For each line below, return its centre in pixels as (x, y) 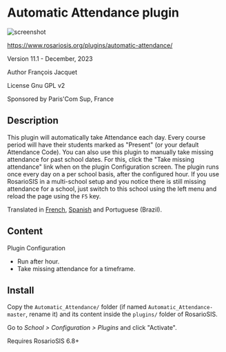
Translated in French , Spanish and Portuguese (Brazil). (85, 210)
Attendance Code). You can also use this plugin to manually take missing (110, 152)
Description (33, 121)
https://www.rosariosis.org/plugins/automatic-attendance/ (90, 45)
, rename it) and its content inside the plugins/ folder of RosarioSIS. (122, 314)
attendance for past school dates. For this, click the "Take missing (101, 159)
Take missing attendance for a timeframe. (76, 268)
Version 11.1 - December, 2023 (50, 58)
